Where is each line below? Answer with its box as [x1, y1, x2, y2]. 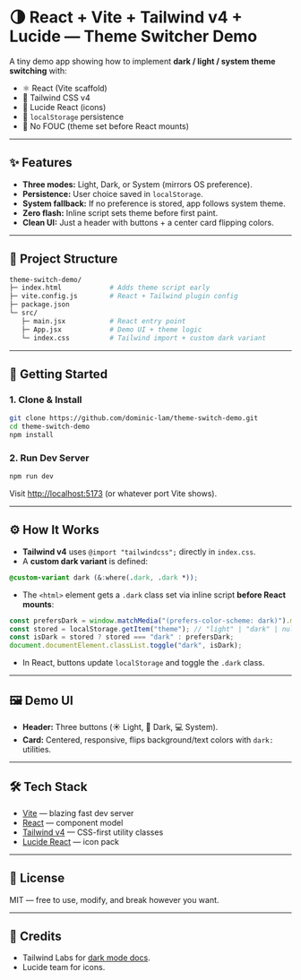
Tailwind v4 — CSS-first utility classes [21, 827, 164, 838]
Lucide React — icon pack [21, 836, 119, 847]
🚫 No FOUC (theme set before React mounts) [21, 120, 190, 132]
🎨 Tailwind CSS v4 [21, 92, 91, 103]
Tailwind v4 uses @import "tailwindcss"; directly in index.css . [21, 546, 256, 557]
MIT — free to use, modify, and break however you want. [9, 894, 219, 905]
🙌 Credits [9, 929, 63, 944]
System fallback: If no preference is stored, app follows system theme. [21, 198, 286, 209]
